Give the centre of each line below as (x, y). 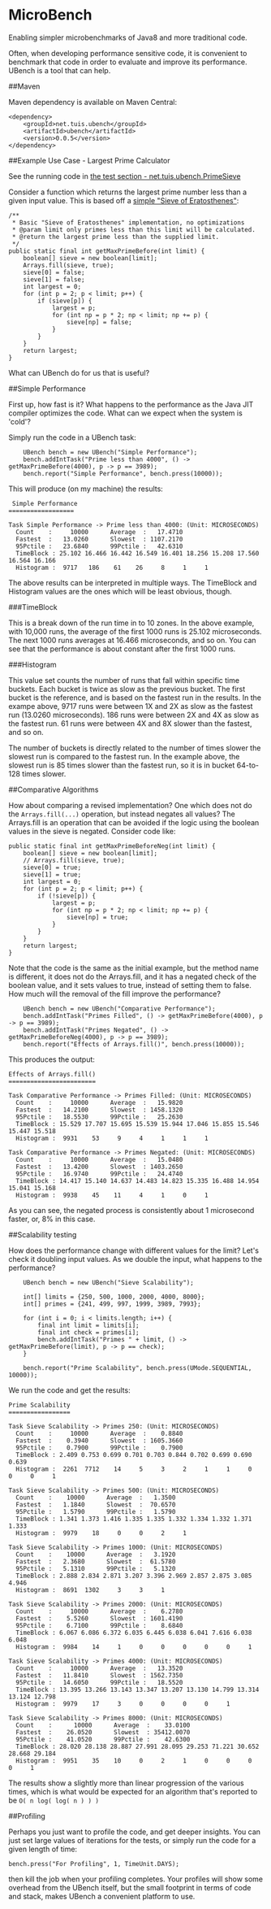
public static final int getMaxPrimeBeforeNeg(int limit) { (112, 846)
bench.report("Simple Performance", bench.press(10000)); (123, 473)
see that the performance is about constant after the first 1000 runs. (122, 649)
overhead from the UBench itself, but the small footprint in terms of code (130, 1887)
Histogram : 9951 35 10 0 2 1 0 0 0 (134, 1761)
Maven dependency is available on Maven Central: (92, 102)
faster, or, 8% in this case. (52, 1219)
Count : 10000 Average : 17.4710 (99, 532)
